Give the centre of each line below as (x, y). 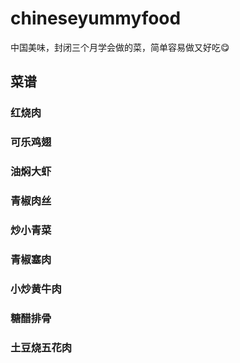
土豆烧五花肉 (41, 347)
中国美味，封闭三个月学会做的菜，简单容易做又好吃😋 (120, 47)
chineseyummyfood (96, 18)
